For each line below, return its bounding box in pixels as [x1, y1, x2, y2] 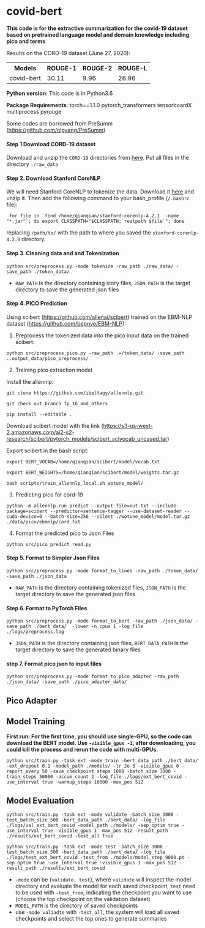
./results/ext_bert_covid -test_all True [6, 833, 114, 839]
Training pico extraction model [15, 366, 93, 373]
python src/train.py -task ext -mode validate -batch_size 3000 [6, 812, 174, 818]
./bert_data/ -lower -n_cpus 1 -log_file [33, 623, 144, 630]
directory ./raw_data [6, 160, 58, 168]
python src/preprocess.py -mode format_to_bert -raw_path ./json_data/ [6, 618, 193, 624]
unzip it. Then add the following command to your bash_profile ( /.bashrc [6, 195, 190, 202]
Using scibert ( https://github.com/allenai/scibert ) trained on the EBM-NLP [6, 313, 193, 321]
